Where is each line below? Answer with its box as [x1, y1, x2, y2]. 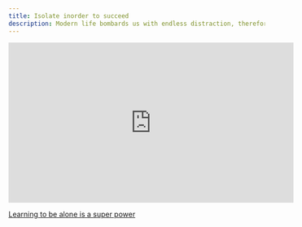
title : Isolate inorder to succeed [8, 11, 129, 20]
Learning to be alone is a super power [8, 209, 136, 219]
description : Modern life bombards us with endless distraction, [8, 20, 234, 28]
